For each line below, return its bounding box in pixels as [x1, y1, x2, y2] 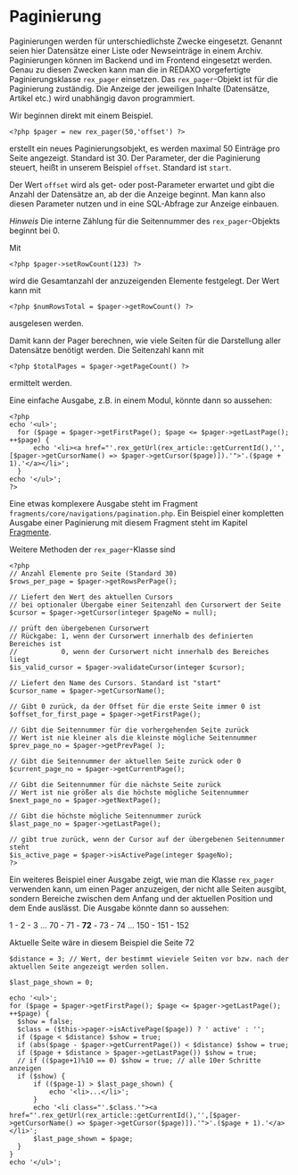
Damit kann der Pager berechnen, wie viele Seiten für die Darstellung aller [9, 335, 281, 346]
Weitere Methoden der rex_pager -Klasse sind [9, 543, 176, 555]
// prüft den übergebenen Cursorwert [9, 624, 150, 633]
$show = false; [17, 1017, 74, 1026]
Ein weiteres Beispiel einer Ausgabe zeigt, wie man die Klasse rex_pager [9, 874, 275, 885]
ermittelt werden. [9, 377, 73, 388]
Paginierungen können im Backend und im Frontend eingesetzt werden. [9, 55, 272, 65]
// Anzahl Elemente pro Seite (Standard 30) [9, 569, 178, 578]
